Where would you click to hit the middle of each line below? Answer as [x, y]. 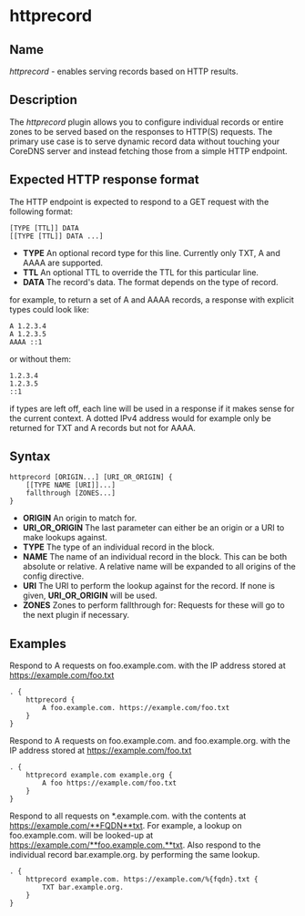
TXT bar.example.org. [83, 888]
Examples [38, 643]
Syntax [30, 457]
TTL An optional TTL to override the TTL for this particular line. [141, 272]
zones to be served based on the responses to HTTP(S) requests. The [141, 131]
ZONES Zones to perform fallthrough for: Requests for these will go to [153, 605]
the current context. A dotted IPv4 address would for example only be [140, 418]
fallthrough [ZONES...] [71, 493]
